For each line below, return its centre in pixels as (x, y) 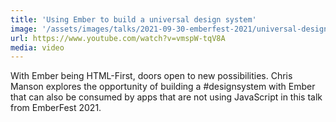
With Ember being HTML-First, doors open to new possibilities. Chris (151, 76)
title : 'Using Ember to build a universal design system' (133, 19)
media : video (37, 47)
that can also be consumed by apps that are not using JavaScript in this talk (166, 97)
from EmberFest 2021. (56, 108)
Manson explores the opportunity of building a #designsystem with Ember (163, 87)
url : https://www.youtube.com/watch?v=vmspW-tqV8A (118, 38)
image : (24, 29)
